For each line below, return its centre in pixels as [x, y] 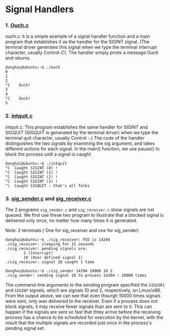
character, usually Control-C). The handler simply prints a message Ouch [82, 53]
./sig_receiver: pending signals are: [46, 249]
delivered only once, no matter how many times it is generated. [71, 221]
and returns [17, 58]
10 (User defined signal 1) [53, 258]
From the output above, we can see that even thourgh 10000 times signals [83, 296]
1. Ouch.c [17, 25]
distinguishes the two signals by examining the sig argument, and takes [80, 143]
